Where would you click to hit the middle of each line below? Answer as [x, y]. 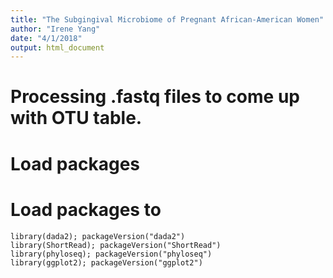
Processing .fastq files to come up [155, 97]
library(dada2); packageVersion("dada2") [98, 236]
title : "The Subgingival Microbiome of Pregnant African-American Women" [167, 19]
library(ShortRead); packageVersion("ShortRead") [116, 245]
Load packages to [86, 209]
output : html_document [57, 47]
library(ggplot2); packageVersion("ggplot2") [106, 262]
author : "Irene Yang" [55, 29]
